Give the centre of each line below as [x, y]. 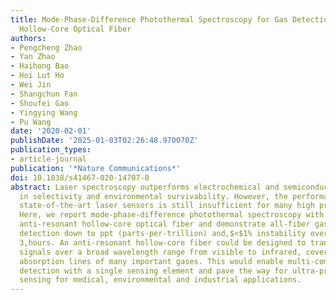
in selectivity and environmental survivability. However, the [153, 196]
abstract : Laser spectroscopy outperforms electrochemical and [145, 187]
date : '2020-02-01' [51, 131]
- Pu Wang [31, 122]
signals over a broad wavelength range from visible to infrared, [160, 252]
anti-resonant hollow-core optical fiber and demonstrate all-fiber [165, 224]
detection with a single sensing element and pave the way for [153, 271]
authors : [28, 38]
